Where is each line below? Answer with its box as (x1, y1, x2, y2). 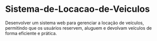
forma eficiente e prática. (5, 30, 57, 36)
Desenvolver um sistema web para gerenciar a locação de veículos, (5, 20, 145, 26)
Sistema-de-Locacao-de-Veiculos (5, 3, 150, 15)
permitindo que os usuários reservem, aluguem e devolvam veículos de (5, 25, 152, 31)
